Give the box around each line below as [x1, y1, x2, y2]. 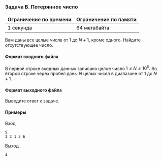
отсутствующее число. [5, 42, 53, 48]
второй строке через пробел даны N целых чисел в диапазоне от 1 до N [5, 70, 157, 77]
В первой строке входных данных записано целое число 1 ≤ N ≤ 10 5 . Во [5, 64, 157, 71]
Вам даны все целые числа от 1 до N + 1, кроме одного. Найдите [5, 37, 141, 43]
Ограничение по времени [7, 16, 72, 23]
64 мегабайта [76, 25, 110, 32]
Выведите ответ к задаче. [5, 98, 60, 104]
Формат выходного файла [5, 87, 62, 93]
